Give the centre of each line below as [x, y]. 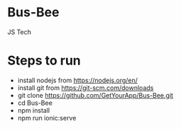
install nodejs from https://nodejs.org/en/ [78, 80]
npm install [34, 110]
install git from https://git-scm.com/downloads [86, 88]
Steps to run [44, 61]
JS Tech [20, 32]
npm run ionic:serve [47, 118]
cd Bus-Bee [35, 103]
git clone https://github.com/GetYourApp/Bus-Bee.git [95, 95]
